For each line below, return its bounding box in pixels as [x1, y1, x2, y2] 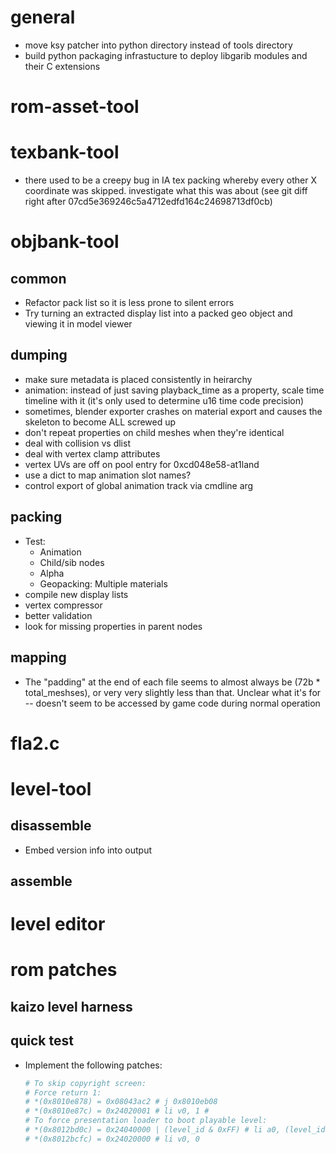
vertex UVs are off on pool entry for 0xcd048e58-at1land [24, 458, 260, 470]
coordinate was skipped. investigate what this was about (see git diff [24, 185, 308, 197]
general [10, 6, 76, 29]
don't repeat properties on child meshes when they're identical [24, 426, 285, 438]
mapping [10, 649, 67, 666]
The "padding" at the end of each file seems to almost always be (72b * [24, 676, 321, 688]
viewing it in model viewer [24, 318, 133, 330]
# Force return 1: [24, 1087, 102, 1098]
